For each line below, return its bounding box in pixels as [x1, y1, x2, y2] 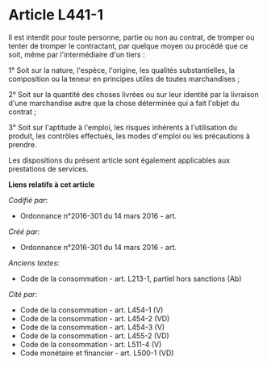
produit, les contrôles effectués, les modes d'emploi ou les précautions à [8, 131, 250, 141]
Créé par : [8, 227, 40, 236]
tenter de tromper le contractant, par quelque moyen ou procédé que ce [8, 40, 248, 50]
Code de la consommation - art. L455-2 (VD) [19, 330, 169, 341]
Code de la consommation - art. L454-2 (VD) [19, 313, 170, 323]
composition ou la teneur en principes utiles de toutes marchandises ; [8, 74, 240, 83]
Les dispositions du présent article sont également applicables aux [8, 155, 231, 165]
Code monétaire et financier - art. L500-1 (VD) [19, 348, 174, 358]
